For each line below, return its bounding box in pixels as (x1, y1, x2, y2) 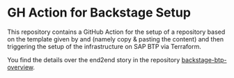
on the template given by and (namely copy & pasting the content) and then (7, 35, 224, 43)
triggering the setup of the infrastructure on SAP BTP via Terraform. (7, 42, 202, 50)
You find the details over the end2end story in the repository (7, 55, 180, 64)
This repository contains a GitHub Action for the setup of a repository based (7, 28, 226, 36)
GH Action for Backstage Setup (7, 5, 192, 21)
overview (7, 63, 33, 71)
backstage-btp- (181, 55, 227, 64)
